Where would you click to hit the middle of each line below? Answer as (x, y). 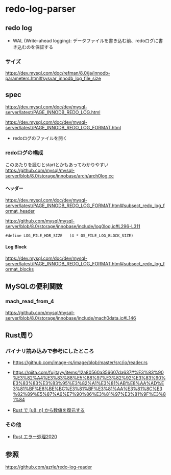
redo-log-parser (41, 9)
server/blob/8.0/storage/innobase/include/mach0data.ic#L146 (71, 318)
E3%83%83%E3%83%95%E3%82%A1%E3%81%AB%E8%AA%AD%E (88, 383)
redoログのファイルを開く (40, 138)
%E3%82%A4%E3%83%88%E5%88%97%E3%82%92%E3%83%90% (89, 378)
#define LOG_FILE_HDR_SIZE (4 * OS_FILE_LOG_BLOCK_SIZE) (69, 236)
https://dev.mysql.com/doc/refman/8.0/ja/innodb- (58, 73)
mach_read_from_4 (30, 301)
